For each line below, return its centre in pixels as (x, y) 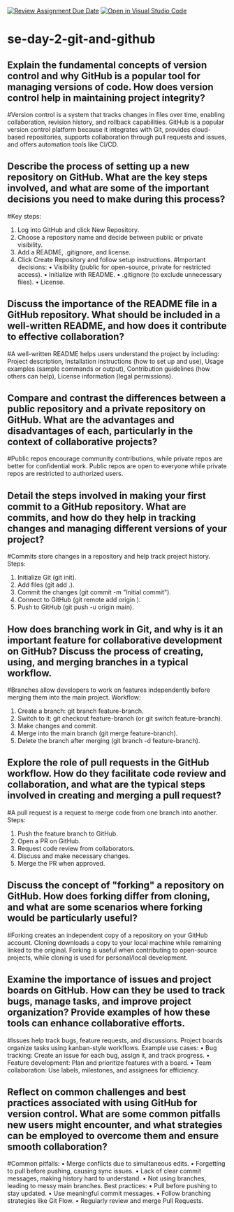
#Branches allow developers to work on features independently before (109, 690)
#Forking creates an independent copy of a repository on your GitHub (108, 935)
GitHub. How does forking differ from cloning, (109, 896)
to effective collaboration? (66, 337)
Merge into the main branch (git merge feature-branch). (97, 733)
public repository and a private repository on (107, 409)
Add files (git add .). (46, 585)
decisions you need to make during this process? (116, 199)
